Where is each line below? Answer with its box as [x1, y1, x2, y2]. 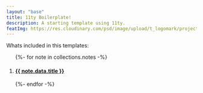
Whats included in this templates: [6, 42, 89, 49]
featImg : [6, 25, 28, 32]
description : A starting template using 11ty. [6, 20, 126, 26]
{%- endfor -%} [14, 80, 55, 88]
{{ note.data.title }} [14, 67, 65, 74]
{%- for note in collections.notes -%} [14, 53, 108, 61]
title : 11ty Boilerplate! [6, 14, 71, 20]
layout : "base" [6, 8, 45, 15]
